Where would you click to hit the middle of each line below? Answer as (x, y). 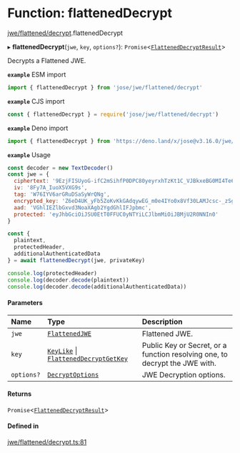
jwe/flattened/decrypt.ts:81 (47, 442)
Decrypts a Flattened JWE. (47, 60)
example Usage (29, 154)
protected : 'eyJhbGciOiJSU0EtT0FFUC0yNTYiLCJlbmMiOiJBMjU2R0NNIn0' (116, 214)
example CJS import (36, 101)
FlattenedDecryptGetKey (88, 358)
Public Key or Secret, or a (184, 345)
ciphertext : (32, 181)
